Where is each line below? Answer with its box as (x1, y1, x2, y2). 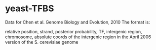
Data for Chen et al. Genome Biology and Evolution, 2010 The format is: (5, 19, 151, 25)
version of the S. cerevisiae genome (5, 39, 78, 45)
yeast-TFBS (5, 3, 54, 14)
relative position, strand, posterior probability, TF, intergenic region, (5, 28, 142, 34)
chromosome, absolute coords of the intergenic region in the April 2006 (5, 34, 152, 40)
